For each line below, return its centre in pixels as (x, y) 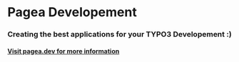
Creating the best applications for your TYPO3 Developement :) (119, 35)
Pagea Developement (72, 12)
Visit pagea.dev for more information (63, 51)
